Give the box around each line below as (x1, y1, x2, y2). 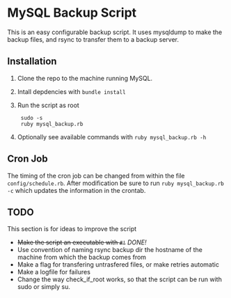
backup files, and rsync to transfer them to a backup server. (7, 35, 180, 43)
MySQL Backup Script (7, 5, 137, 21)
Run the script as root (17, 101, 80, 109)
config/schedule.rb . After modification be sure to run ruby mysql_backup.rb (7, 179, 224, 187)
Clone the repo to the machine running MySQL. (17, 74, 153, 82)
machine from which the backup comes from (17, 253, 147, 262)
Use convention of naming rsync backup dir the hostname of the (17, 246, 203, 254)
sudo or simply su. (17, 283, 71, 291)
